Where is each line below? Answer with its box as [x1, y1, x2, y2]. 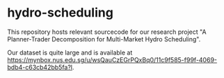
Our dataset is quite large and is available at [7, 48, 133, 57]
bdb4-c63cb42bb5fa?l [7, 63, 73, 71]
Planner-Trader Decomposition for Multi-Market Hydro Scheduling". [7, 35, 201, 43]
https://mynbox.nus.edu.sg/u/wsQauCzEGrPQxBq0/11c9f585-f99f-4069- [7, 55, 218, 64]
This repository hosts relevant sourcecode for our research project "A [7, 28, 207, 36]
